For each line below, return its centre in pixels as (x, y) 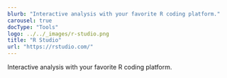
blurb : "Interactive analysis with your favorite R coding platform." (114, 14)
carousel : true (30, 21)
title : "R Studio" (34, 40)
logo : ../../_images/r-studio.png (59, 34)
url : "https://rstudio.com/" (50, 47)
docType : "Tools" (33, 27)
